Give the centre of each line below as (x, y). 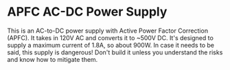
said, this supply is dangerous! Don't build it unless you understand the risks (115, 52)
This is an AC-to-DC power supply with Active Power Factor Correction (107, 31)
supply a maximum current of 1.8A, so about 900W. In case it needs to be (111, 45)
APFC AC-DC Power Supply (87, 12)
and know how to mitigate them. (53, 59)
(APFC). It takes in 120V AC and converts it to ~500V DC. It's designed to (111, 37)
